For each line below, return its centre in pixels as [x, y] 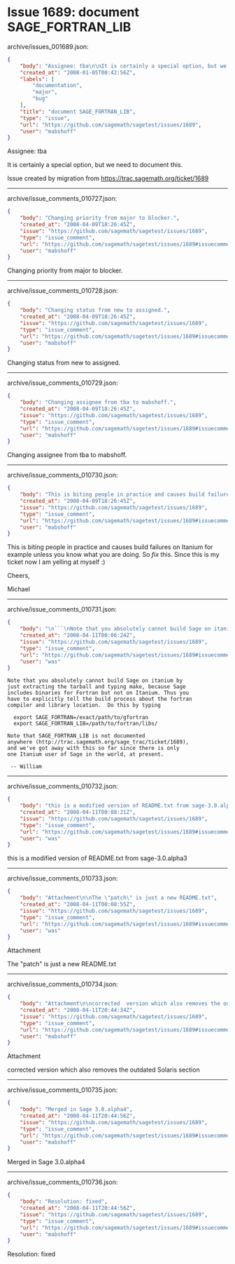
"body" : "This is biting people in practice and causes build [112, 495]
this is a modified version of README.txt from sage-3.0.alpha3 [97, 858]
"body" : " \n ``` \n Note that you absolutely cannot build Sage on [115, 629]
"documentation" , [57, 86]
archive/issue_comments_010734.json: [63, 985]
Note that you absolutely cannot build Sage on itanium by [95, 681]
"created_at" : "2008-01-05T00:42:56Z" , [78, 72]
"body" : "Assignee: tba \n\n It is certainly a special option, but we [123, 66]
